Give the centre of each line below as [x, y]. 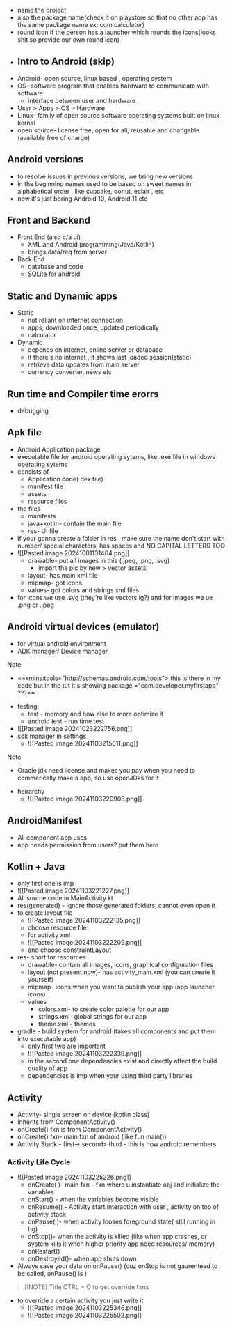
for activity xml [49, 935]
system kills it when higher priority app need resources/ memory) [121, 1244]
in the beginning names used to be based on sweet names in [104, 183]
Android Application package [59, 449]
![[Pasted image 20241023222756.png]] [75, 728]
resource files [47, 501]
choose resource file [57, 928]
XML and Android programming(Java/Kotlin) [91, 245]
